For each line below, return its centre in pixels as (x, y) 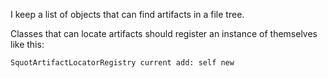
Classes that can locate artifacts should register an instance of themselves (164, 33)
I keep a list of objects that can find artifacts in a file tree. (127, 14)
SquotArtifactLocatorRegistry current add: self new (122, 63)
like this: (27, 44)
